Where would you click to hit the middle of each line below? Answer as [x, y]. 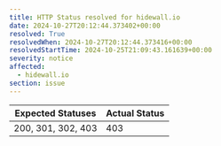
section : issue [37, 83]
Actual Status [135, 113]
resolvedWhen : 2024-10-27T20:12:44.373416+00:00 [101, 42]
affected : [28, 67]
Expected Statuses [55, 113]
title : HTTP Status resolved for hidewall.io [95, 17]
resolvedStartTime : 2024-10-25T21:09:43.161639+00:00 [111, 50]
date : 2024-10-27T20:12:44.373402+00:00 [85, 26]
